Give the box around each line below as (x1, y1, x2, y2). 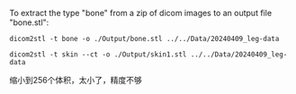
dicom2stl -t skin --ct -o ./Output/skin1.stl (9, 50, 187, 59)
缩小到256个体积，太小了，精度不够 (9, 75, 142, 85)
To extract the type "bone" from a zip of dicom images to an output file (9, 8, 273, 18)
